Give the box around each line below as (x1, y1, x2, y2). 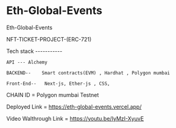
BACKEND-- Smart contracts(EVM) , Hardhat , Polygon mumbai (6, 69, 171, 76)
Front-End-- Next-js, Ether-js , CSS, (6, 80, 111, 87)
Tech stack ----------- (6, 47, 63, 55)
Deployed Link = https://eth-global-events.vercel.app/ (6, 103, 142, 110)
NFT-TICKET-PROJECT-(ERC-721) (6, 35, 92, 43)
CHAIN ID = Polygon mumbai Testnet (6, 91, 99, 98)
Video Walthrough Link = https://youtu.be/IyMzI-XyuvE (6, 115, 144, 122)
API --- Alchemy (6, 59, 48, 65)
